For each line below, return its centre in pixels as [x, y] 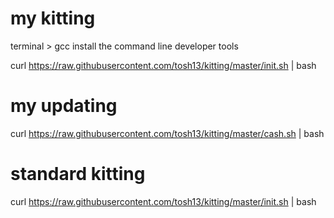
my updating [64, 106]
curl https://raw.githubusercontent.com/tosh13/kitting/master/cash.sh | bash [167, 133]
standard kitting [78, 174]
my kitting [53, 18]
